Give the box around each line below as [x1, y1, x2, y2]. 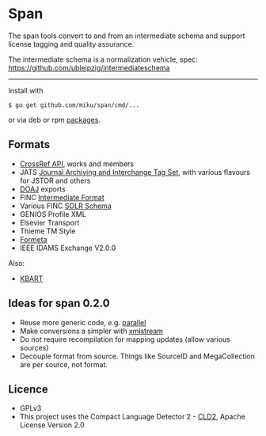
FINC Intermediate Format [19, 192, 104, 202]
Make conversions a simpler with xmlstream [19, 326, 164, 336]
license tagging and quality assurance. [8, 39, 135, 48]
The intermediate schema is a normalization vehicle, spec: [8, 55, 198, 64]
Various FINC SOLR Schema [19, 201, 112, 210]
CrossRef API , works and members [19, 159, 135, 169]
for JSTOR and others [19, 176, 91, 185]
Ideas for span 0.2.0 [8, 297, 110, 310]
